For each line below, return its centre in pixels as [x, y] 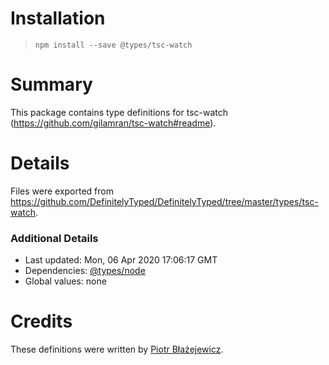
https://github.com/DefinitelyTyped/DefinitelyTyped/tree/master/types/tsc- [164, 201]
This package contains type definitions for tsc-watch [119, 112]
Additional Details [54, 238]
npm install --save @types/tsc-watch [113, 45]
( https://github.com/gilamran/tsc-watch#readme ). [113, 123]
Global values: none [65, 281]
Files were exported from [62, 191]
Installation [58, 18]
